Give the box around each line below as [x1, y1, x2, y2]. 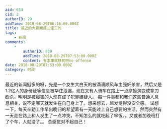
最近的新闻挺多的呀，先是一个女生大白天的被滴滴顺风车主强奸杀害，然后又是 [5, 81, 162, 87]
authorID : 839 [23, 49, 52, 54]
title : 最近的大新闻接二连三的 [5, 26, 62, 31]
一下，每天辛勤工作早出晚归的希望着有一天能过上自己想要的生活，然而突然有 [5, 106, 162, 112]
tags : [5, 30, 16, 35]
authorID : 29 [5, 16, 32, 21]
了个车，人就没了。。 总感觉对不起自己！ [5, 119, 87, 125]
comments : [5, 40, 26, 45]
